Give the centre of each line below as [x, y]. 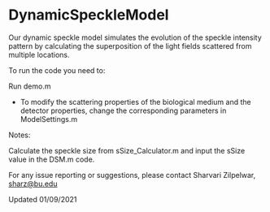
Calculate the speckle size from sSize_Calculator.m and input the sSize [127, 150]
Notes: [20, 135]
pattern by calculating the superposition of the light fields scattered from [130, 45]
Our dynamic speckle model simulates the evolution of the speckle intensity [135, 37]
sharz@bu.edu [33, 184]
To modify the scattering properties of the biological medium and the [135, 102]
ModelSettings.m [49, 119]
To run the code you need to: [57, 70]
